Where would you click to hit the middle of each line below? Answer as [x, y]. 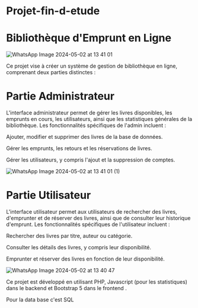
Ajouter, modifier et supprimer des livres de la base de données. [84, 137]
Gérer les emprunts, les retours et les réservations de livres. [79, 148]
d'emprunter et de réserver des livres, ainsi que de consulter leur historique [98, 218]
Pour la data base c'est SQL [40, 300]
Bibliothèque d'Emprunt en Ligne [89, 38]
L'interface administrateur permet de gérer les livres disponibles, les [89, 113]
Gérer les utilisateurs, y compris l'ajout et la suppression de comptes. [91, 160]
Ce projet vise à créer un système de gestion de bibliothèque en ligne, [92, 66]
